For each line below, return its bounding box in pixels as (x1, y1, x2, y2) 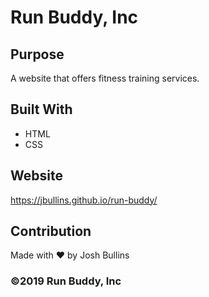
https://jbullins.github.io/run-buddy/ (10, 194, 158, 206)
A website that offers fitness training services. (10, 72, 200, 84)
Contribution (10, 223, 92, 240)
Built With (10, 101, 73, 118)
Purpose (10, 46, 65, 63)
